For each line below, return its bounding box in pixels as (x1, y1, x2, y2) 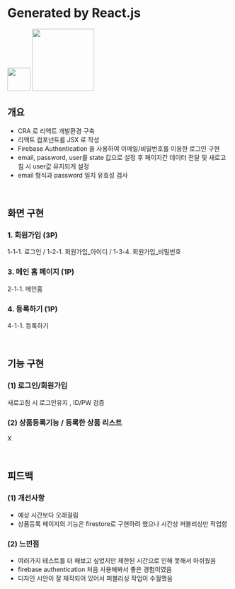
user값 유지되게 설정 (33, 161, 90, 171)
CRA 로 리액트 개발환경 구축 (17, 126, 96, 135)
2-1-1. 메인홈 (7, 285, 43, 293)
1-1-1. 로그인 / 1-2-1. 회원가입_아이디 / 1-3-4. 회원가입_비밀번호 (7, 248, 182, 256)
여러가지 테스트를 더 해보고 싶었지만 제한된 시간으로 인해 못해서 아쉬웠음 (17, 556, 217, 564)
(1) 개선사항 (7, 493, 45, 503)
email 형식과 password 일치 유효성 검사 (17, 171, 128, 179)
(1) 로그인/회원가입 (7, 381, 68, 391)
